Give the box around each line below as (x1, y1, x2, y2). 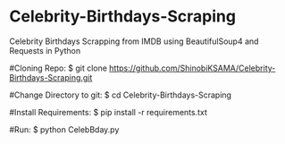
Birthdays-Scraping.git (9, 72, 93, 82)
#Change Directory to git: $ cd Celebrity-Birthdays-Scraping (9, 89, 232, 100)
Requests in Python (9, 45, 81, 55)
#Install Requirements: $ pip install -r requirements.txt (9, 106, 208, 117)
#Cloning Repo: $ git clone (9, 63, 107, 73)
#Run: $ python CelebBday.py (9, 123, 120, 135)
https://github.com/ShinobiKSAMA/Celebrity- (108, 63, 276, 73)
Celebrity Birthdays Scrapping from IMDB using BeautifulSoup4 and (9, 36, 259, 47)
